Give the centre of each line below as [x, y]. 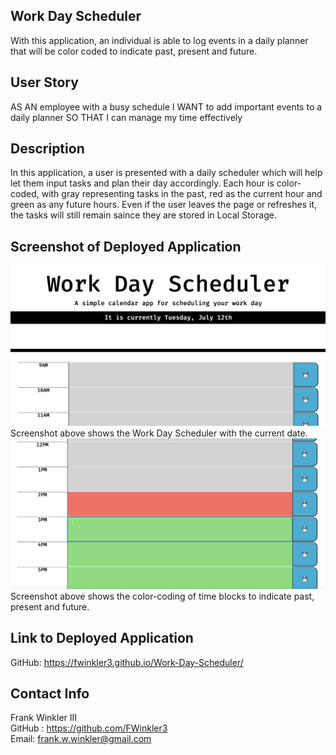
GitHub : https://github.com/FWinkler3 [89, 728]
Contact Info [50, 694]
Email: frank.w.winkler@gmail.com [81, 739]
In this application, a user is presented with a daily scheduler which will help [166, 173]
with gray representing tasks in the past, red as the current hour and [182, 194]
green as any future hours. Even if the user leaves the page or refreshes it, [163, 205]
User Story [44, 82]
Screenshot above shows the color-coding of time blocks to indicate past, [162, 596]
